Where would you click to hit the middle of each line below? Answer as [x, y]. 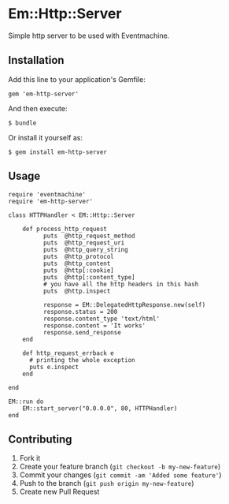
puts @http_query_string [85, 249]
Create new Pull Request [59, 492]
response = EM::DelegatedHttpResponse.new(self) [124, 304]
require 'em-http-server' [50, 201]
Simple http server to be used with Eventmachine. [89, 35]
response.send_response [82, 332]
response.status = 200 [80, 312]
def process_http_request [65, 229]
